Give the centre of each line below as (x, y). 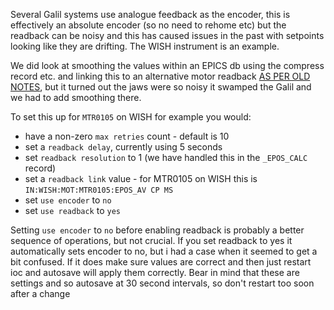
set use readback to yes (72, 210)
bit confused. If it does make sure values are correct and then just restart (161, 262)
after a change (40, 293)
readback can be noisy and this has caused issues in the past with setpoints (167, 35)
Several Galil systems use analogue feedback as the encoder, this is (150, 14)
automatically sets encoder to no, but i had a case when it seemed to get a (164, 251)
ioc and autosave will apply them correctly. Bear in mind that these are (155, 272)
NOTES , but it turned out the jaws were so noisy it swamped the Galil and (161, 87)
